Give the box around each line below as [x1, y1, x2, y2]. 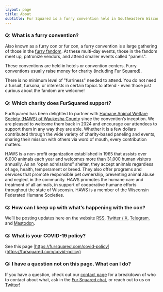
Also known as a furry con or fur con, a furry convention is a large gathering [5, 43, 157, 49]
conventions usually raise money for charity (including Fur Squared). [5, 68, 142, 74]
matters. [5, 141, 22, 147]
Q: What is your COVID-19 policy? [5, 232, 86, 239]
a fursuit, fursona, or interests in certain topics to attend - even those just [5, 82, 151, 88]
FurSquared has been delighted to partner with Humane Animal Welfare [5, 110, 148, 116]
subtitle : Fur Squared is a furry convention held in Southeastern [5, 16, 145, 21]
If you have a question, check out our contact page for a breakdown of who [5, 272, 156, 277]
